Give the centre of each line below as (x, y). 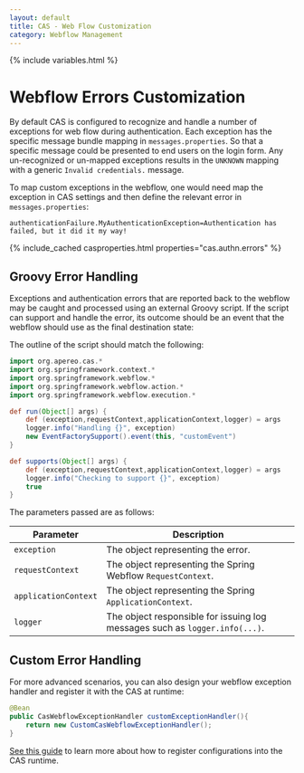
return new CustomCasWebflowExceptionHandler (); (119, 725)
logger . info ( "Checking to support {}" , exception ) (123, 478)
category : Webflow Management (66, 34)
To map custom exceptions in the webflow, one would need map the (137, 187)
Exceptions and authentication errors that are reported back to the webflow (150, 299)
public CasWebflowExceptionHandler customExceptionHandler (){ (129, 716)
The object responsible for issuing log (186, 616)
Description (198, 535)
